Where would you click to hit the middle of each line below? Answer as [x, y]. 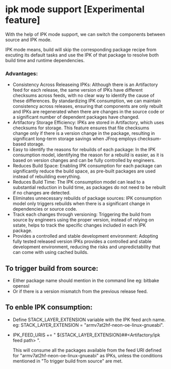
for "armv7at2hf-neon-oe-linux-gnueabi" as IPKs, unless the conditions [88, 355]
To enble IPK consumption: [49, 307]
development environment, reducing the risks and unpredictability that [86, 247]
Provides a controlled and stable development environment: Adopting [85, 236]
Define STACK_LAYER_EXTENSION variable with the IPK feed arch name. [89, 320]
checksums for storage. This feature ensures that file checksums [81, 128]
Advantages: [22, 73]
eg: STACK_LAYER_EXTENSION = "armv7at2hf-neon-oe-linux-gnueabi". [88, 325]
